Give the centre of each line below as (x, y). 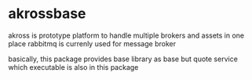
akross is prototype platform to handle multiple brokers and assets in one (126, 35)
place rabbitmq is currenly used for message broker (92, 43)
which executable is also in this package (73, 67)
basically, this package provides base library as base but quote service (123, 59)
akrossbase (47, 14)
